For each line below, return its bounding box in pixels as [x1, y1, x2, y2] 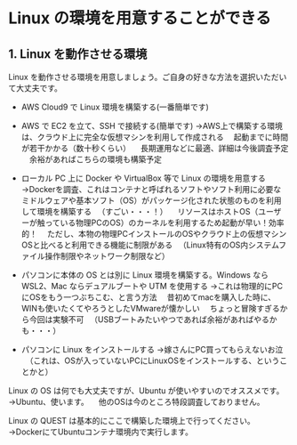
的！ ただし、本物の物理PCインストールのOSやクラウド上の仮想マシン [20, 229, 287, 239]
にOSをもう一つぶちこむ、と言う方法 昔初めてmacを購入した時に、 [20, 292, 277, 303]
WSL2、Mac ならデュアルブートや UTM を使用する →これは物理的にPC [20, 281, 284, 291]
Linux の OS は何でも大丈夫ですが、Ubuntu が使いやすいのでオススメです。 [8, 385, 285, 396]
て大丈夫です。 [8, 83, 63, 93]
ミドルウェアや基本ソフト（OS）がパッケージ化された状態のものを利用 [20, 195, 282, 206]
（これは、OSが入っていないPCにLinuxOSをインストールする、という [28, 355, 280, 366]
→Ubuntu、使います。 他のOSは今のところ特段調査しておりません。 [8, 397, 265, 407]
